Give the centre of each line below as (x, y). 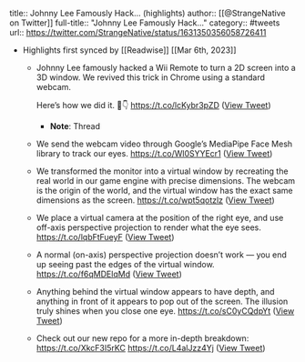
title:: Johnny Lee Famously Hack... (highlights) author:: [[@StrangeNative (147, 13)
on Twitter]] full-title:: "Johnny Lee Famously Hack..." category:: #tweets (145, 23)
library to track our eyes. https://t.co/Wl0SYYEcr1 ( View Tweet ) (154, 153)
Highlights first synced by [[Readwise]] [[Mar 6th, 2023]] (129, 50)
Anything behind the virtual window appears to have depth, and (155, 292)
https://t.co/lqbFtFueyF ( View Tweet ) (105, 237)
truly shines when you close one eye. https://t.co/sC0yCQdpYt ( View (165, 311)
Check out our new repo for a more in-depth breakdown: (142, 338)
